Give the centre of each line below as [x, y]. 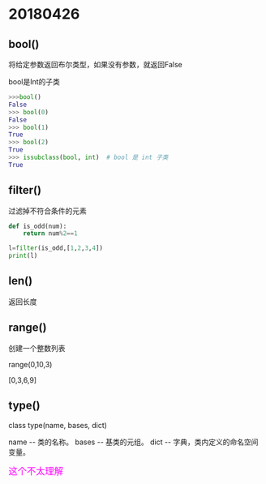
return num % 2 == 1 [51, 233]
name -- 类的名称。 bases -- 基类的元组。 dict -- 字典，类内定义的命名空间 [133, 442]
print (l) [23, 256]
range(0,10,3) [30, 364]
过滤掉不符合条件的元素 [47, 211]
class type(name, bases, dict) [58, 425]
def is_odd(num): [38, 226]
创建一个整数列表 [37, 348]
